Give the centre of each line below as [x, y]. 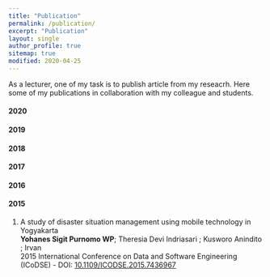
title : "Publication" [45, 16]
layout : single [34, 38]
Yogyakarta [39, 231]
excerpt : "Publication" [49, 31]
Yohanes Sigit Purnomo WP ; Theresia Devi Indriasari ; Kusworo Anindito [141, 239]
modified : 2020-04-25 [45, 62]
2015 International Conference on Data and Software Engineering [129, 257]
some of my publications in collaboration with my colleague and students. [131, 92]
